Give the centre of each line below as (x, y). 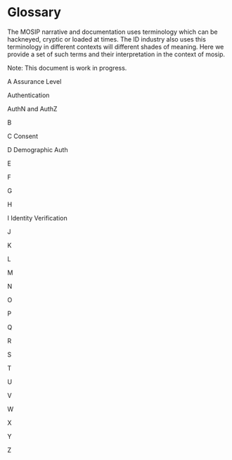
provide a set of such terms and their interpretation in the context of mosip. (116, 54)
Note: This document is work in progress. (67, 68)
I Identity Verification (38, 218)
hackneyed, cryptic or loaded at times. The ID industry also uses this (107, 39)
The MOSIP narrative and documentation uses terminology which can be (112, 32)
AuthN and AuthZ (32, 108)
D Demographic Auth (38, 149)
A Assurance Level (34, 81)
